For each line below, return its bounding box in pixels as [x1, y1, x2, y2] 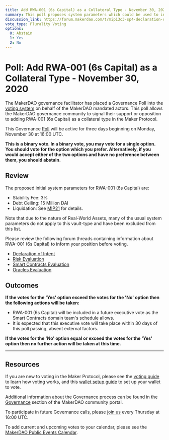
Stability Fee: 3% [12, 194, 48, 200]
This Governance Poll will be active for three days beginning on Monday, [5, 125, 155, 131]
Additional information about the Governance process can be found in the [5, 394, 158, 400]
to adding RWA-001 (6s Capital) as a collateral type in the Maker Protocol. [5, 116, 158, 122]
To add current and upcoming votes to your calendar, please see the [5, 424, 147, 430]
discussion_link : [5, 17, 42, 22]
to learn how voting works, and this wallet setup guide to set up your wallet [5, 379, 161, 385]
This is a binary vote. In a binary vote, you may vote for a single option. [5, 140, 156, 146]
